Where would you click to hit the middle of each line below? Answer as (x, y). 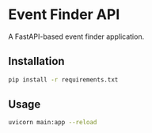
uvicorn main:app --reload (53, 123)
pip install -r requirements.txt (63, 80)
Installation (36, 61)
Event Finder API (64, 15)
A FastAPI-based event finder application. (76, 36)
